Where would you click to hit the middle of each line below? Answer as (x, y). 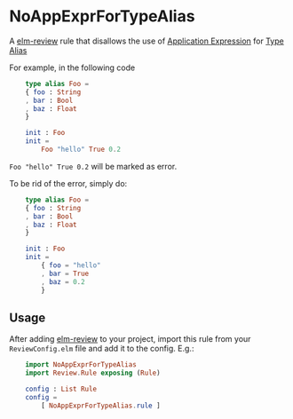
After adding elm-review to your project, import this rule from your (130, 339)
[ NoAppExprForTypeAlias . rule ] (101, 406)
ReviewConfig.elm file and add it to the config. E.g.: (102, 349)
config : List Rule (61, 389)
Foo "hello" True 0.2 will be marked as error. (93, 166)
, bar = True (65, 273)
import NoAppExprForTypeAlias (81, 365)
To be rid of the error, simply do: (68, 183)
